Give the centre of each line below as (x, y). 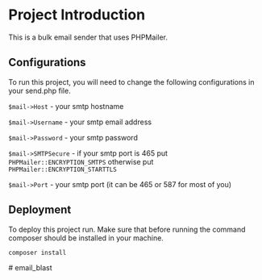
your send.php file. (40, 90)
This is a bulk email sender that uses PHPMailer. (88, 37)
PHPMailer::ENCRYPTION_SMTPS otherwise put (81, 161)
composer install (37, 253)
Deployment (40, 210)
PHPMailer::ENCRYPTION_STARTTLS (62, 169)
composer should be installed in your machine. (86, 238)
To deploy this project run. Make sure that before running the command (127, 229)
